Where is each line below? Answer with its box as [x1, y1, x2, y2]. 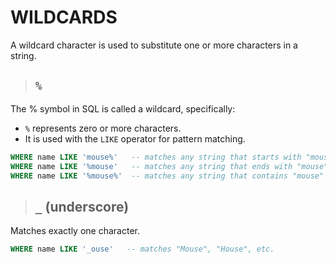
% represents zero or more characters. [24, 122, 182, 134]
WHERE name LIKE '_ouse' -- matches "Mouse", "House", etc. [10, 244, 275, 255]
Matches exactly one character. [10, 225, 140, 237]
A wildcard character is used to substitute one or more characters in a [10, 39, 298, 51]
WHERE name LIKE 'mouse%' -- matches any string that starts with [10, 152, 302, 162]
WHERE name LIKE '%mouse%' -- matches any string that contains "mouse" [10, 171, 325, 181]
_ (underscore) [34, 198, 130, 215]
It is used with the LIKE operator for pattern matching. [24, 132, 246, 145]
